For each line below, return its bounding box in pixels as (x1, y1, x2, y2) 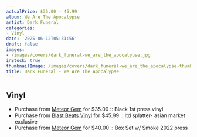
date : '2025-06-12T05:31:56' (6, 36, 77, 42)
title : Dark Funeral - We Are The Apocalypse (6, 68, 119, 74)
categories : (6, 25, 35, 31)
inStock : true (6, 57, 41, 63)
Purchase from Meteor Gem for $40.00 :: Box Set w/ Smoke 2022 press (14, 124, 188, 132)
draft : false (6, 42, 38, 47)
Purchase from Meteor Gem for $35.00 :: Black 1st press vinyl (14, 106, 164, 113)
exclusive (14, 118, 38, 125)
